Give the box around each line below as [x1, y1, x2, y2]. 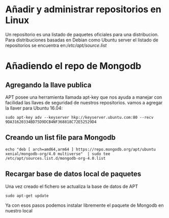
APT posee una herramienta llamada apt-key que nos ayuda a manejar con [5, 94, 162, 100]
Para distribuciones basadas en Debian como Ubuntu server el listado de [5, 37, 159, 43]
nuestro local [5, 207, 33, 213]
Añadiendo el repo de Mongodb [5, 60, 142, 72]
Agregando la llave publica [5, 80, 92, 89]
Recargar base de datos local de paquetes [5, 170, 142, 179]
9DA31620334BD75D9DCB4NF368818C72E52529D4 [5, 119, 97, 124]
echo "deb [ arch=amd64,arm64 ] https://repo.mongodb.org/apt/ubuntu [5, 147, 156, 152]
